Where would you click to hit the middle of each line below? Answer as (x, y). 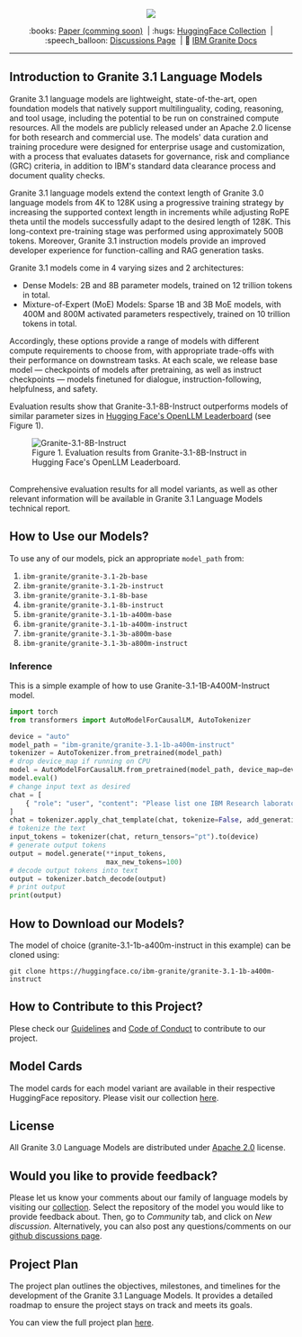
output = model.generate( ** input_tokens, (88, 853)
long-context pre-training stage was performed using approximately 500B (147, 231)
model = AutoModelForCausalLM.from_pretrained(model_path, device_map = (146, 770)
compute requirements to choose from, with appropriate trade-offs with (142, 350)
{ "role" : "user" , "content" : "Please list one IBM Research (142, 803)
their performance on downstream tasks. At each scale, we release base (144, 359)
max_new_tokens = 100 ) (144, 862)
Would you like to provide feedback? (114, 1176)
